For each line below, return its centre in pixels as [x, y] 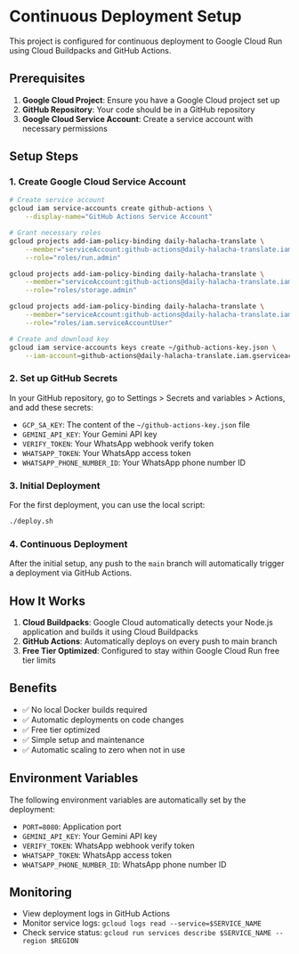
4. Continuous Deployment [69, 543]
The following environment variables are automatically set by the [128, 800]
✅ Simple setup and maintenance [83, 739]
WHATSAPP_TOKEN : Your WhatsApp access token [106, 453]
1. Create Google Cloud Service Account [98, 182]
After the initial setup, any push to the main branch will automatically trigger [147, 564]
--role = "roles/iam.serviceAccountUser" [99, 322]
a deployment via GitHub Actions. [71, 573]
